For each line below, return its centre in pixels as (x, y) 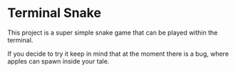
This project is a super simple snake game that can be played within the (113, 32)
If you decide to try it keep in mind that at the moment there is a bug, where (118, 54)
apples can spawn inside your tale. (58, 61)
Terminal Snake (55, 13)
